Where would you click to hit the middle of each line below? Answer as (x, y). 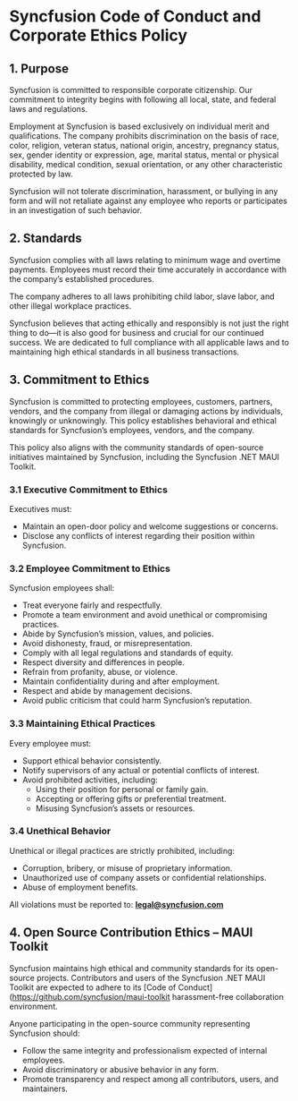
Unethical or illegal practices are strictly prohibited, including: (122, 850)
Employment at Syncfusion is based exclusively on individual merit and (140, 126)
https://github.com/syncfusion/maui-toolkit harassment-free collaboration (148, 996)
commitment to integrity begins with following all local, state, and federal (143, 99)
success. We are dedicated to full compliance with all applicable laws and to (149, 342)
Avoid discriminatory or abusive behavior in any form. (120, 1069)
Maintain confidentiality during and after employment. (121, 681)
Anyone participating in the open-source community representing (130, 1023)
